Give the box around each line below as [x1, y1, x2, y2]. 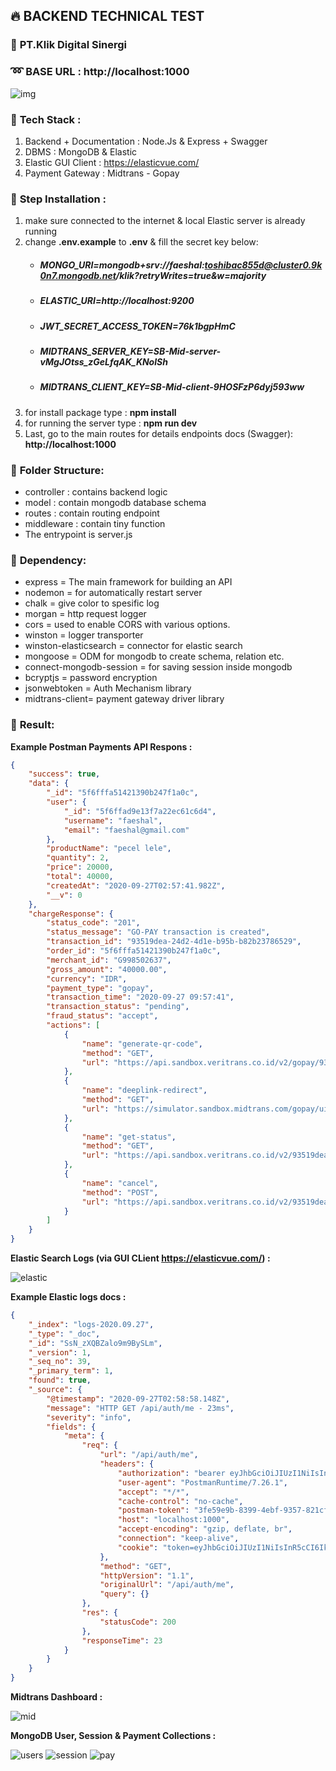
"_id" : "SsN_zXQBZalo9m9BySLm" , [28, 1338, 163, 1348]
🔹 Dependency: [10, 553, 87, 567]
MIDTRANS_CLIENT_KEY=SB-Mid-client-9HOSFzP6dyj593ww [39, 381, 305, 393]
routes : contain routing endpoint [24, 507, 160, 519]
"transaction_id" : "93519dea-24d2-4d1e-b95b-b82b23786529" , [46, 937, 302, 947]
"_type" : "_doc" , [28, 1329, 101, 1339]
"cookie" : [117, 1542, 159, 1553]
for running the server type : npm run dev [24, 417, 198, 429]
